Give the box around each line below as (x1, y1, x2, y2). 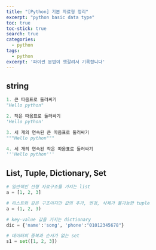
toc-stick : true (6, 25, 47, 32)
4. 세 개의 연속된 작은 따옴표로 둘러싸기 (6, 146, 94, 152)
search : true (6, 31, 39, 37)
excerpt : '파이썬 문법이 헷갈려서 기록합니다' (6, 59, 106, 65)
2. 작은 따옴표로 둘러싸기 (6, 113, 61, 120)
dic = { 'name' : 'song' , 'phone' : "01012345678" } (6, 222, 124, 228)
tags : (6, 48, 20, 54)
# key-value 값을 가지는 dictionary (6, 217, 91, 222)
